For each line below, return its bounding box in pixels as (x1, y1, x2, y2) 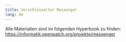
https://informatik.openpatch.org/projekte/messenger (5, 31, 115, 37)
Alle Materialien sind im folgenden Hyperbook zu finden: (5, 25, 121, 31)
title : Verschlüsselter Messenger (5, 7, 77, 12)
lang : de (5, 12, 23, 17)
